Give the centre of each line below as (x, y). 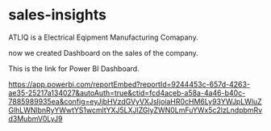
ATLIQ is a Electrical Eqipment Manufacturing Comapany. (104, 37)
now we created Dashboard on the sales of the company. (104, 53)
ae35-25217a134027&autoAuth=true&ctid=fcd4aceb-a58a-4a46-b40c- (127, 93)
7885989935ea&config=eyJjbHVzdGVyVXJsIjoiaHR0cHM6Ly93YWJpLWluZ (135, 101)
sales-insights (58, 15)
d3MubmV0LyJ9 (35, 118)
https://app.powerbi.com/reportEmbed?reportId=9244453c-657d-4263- (129, 84)
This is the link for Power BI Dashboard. (74, 68)
